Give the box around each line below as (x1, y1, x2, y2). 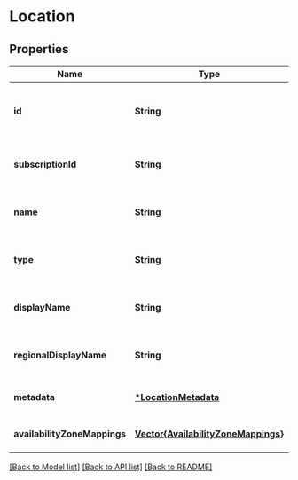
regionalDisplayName (13, 349, 107, 361)
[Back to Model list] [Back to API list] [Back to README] (9, 461, 213, 472)
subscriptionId (13, 158, 77, 170)
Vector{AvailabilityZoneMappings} (134, 428, 284, 440)
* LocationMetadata (134, 391, 220, 403)
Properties (9, 42, 69, 57)
